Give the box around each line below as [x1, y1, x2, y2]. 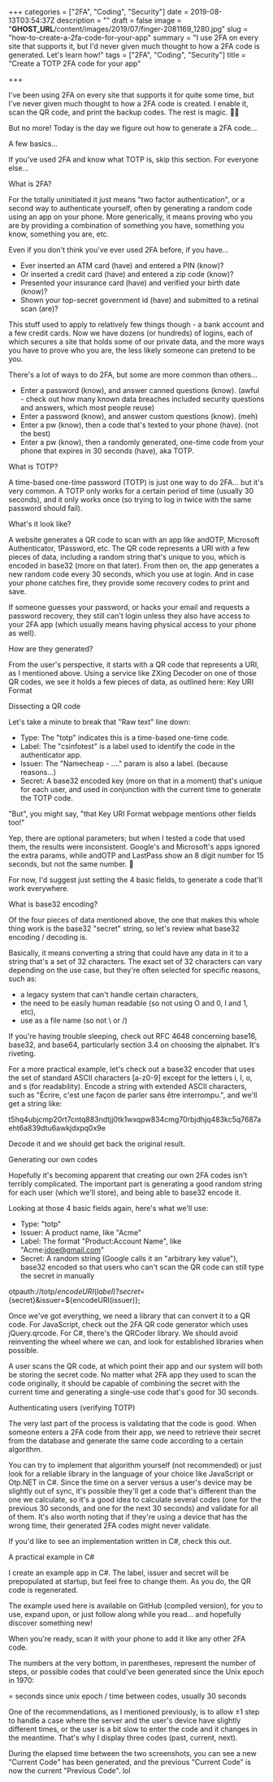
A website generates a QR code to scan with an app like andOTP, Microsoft [8, 535, 260, 544]
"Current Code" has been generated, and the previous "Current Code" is [8, 1758, 252, 1767]
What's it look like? [8, 519, 71, 529]
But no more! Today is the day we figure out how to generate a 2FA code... [8, 123, 258, 132]
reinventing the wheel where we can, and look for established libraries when [8, 1337, 264, 1347]
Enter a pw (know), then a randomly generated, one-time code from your [19, 438, 264, 447]
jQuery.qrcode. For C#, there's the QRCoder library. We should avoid [8, 1328, 238, 1338]
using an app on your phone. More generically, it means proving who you [8, 212, 253, 222]
